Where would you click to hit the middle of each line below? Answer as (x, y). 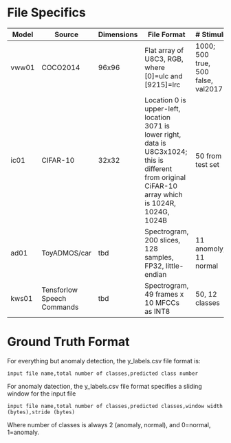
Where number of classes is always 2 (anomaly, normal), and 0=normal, (109, 424)
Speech (54, 298)
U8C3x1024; (166, 151)
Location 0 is (165, 100)
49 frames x (164, 294)
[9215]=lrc (162, 84)
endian (155, 274)
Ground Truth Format (68, 342)
